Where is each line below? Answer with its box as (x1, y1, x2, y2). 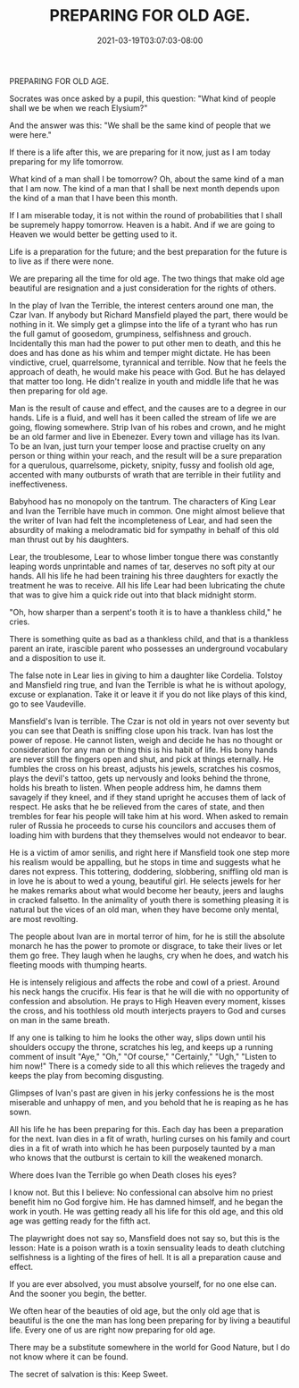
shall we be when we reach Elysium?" (9, 102, 148, 113)
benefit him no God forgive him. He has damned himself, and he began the (9, 1196, 284, 1207)
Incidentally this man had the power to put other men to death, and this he (9, 337, 281, 349)
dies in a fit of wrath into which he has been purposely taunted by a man (9, 1142, 276, 1154)
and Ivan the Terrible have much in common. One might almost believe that (9, 505, 286, 516)
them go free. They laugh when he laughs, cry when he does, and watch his (9, 950, 289, 961)
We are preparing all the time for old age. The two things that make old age (9, 273, 286, 284)
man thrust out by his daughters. (9, 534, 129, 545)
